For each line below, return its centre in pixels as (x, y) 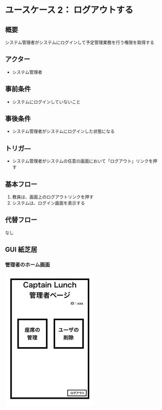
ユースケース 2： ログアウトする (69, 10)
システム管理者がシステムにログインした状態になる (63, 131)
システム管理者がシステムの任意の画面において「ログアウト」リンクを (82, 161)
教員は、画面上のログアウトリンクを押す (53, 197)
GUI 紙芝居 (21, 250)
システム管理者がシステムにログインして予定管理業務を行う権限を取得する (80, 42)
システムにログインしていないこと (46, 102)
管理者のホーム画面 (28, 265)
